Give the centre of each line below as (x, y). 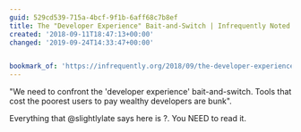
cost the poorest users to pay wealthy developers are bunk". (121, 101)
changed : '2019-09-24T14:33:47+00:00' (82, 42)
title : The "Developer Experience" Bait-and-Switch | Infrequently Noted (150, 26)
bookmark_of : (34, 66)
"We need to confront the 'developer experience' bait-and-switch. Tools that (150, 92)
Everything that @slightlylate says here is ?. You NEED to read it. (128, 119)
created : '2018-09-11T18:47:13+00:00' (82, 34)
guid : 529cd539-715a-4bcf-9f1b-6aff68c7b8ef (94, 17)
